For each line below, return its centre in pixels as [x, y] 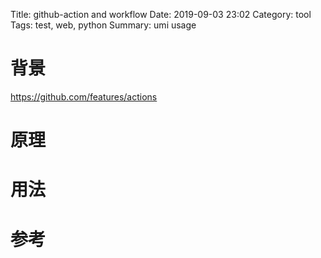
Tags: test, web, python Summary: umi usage [103, 25]
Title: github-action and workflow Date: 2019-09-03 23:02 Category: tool [161, 14]
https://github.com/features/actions [84, 96]
